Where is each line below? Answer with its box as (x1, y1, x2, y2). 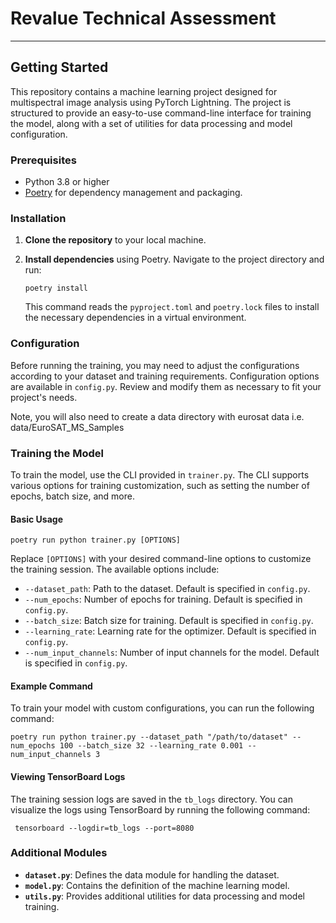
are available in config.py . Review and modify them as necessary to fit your (10, 380, 322, 392)
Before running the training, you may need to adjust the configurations (10, 359, 300, 371)
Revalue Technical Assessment (10, 7, 277, 30)
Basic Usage (10, 513, 63, 525)
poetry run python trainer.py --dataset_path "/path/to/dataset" (10, 732, 288, 742)
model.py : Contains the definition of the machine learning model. (24, 879, 290, 891)
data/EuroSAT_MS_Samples (10, 421, 125, 433)
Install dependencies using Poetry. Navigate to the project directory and (24, 253, 325, 266)
